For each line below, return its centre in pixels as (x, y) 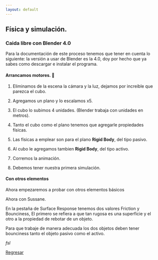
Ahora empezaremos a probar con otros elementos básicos (65, 189)
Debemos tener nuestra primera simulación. (57, 167)
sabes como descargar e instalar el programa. (52, 64)
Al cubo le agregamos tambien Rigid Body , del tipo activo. (71, 149)
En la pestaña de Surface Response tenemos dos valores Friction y (73, 208)
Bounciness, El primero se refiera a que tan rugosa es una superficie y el (78, 214)
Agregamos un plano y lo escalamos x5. (53, 101)
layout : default (22, 9)
